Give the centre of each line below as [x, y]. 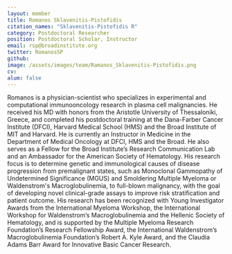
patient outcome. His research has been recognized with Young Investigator [116, 201]
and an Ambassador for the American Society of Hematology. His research [114, 156]
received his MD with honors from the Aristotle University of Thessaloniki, [113, 112]
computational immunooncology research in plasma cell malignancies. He [113, 105]
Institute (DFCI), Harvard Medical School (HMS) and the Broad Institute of [112, 127]
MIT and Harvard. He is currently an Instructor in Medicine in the [99, 134]
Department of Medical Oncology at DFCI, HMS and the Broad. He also [108, 142]
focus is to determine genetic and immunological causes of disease [104, 164]
